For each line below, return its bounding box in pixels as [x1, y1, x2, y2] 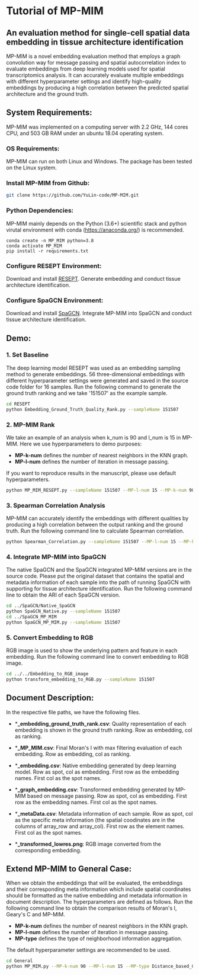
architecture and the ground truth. [6, 91, 89, 97]
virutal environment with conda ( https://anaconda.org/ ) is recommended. [6, 226, 185, 233]
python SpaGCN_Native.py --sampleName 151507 [6, 608, 120, 614]
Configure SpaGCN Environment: [6, 296, 104, 304]
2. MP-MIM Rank [6, 421, 55, 429]
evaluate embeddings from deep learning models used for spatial [6, 65, 166, 72]
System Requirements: [6, 108, 92, 118]
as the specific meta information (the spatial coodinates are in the [14, 816, 175, 823]
